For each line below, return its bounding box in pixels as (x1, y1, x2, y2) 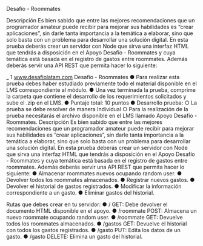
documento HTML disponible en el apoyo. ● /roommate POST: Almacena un (6, 207, 197, 214)
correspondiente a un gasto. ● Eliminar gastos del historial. (6, 189, 155, 196)
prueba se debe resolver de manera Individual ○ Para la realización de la (6, 106, 188, 112)
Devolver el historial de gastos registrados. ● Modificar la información (6, 183, 182, 190)
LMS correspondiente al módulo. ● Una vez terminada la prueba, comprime (6, 86, 196, 93)
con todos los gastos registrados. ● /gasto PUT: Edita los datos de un (6, 227, 181, 233)
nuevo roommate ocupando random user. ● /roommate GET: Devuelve (6, 214, 183, 221)
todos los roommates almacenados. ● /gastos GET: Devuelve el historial (6, 220, 187, 227)
